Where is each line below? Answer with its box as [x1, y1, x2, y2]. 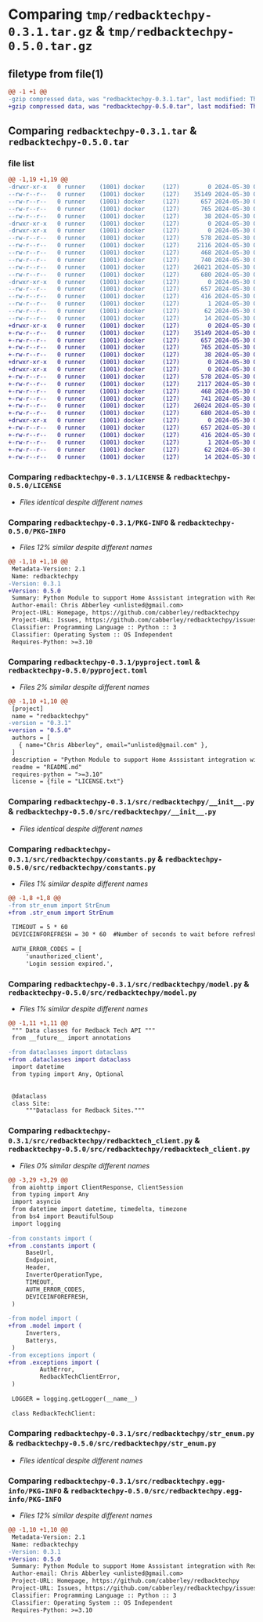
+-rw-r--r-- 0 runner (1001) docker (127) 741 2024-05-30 [8, 395, 250, 403]
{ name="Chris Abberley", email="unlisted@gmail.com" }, [18, 742, 209, 749]
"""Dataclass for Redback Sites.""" [25, 1106, 146, 1115]
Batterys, [25, 1336, 58, 1344]
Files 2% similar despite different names [19, 682, 150, 691]
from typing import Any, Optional [11, 1070, 124, 1078]
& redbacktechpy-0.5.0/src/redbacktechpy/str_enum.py [8, 1438, 217, 1449]
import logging [11, 1219, 61, 1227]
